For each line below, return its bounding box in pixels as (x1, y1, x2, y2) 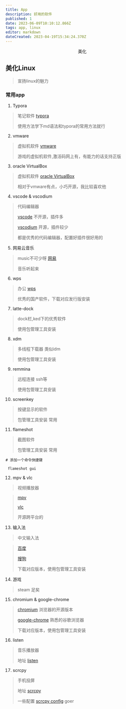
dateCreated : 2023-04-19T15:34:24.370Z (5, 35, 87, 40)
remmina (12, 366, 31, 372)
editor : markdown (5, 30, 41, 35)
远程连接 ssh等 (17, 376, 48, 382)
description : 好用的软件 (5, 12, 53, 17)
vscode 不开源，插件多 (17, 213, 64, 220)
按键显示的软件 (17, 406, 48, 412)
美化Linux (5, 64, 36, 72)
